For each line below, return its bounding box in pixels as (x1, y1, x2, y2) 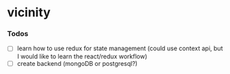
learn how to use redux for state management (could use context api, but (16, 44, 223, 52)
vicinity (7, 5, 51, 20)
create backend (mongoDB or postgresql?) (16, 59, 138, 67)
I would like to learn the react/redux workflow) (16, 52, 148, 60)
